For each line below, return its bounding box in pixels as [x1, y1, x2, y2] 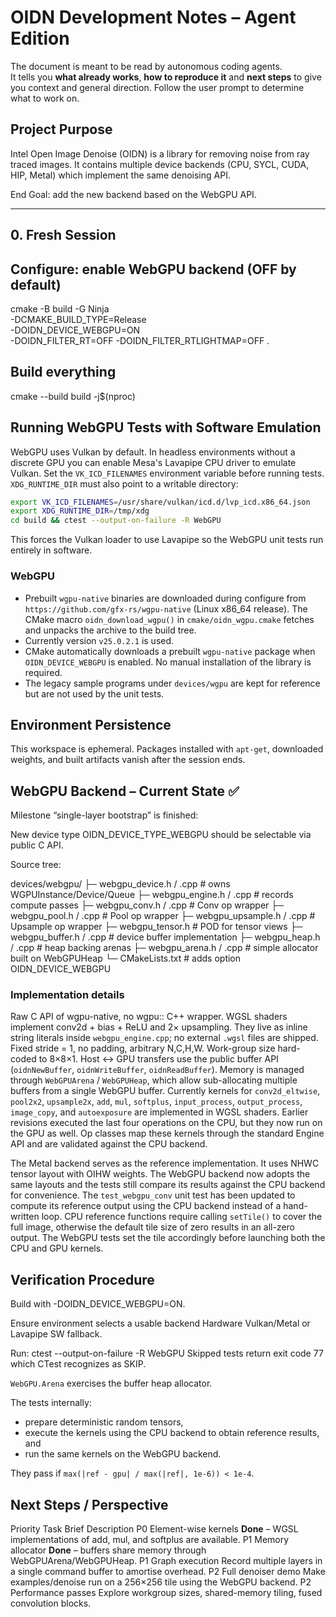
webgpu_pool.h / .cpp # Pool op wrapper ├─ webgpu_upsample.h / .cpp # [10, 910, 316, 922]
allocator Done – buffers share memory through [10, 1544, 207, 1556]
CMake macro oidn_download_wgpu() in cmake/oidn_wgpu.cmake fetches [24, 613, 315, 625]
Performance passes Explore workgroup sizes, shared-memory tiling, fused [10, 1587, 323, 1599]
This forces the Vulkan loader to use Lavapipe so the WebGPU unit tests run [10, 534, 324, 546]
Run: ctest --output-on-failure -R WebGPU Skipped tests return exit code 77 [10, 1347, 324, 1360]
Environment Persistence [10, 716, 172, 733]
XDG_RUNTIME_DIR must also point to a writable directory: [10, 477, 239, 490]
